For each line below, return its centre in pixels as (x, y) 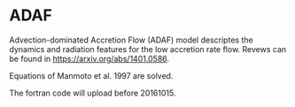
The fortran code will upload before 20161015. (93, 93)
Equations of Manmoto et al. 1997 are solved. (91, 75)
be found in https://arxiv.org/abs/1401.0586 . (89, 58)
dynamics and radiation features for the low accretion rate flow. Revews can (148, 49)
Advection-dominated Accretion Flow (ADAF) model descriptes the (132, 40)
